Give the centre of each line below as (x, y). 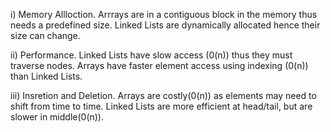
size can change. (45, 35)
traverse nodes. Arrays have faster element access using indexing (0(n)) (159, 65)
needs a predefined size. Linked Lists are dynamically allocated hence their (165, 25)
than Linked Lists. (46, 76)
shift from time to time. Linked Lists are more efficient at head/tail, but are (161, 106)
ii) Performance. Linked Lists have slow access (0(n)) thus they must (151, 55)
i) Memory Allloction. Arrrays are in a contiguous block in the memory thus (164, 14)
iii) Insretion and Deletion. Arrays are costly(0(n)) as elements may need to (163, 95)
